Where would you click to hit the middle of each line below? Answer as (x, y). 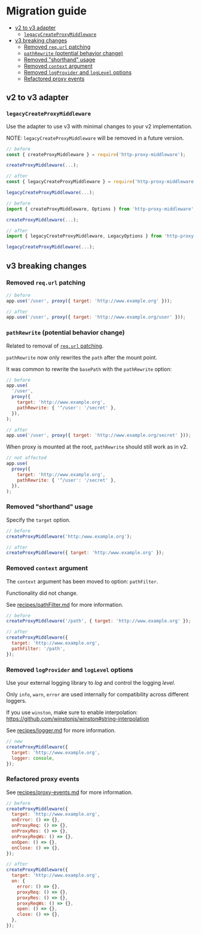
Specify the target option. (38, 520)
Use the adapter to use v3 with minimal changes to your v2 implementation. (99, 126)
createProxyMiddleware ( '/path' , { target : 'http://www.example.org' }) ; (99, 621)
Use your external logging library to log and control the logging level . (91, 683)
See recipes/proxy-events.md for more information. (69, 792)
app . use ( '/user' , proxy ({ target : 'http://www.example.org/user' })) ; (96, 317)
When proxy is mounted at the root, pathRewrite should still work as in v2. (97, 447)
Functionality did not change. (42, 593)
